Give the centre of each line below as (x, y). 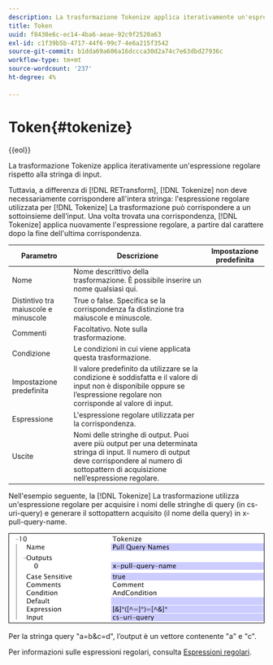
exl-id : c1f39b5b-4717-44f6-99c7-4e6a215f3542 (89, 43)
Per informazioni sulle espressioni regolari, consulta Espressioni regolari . (130, 652)
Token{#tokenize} (71, 127)
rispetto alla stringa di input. (55, 174)
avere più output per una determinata (135, 443)
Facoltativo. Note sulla (110, 329)
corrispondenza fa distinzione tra (129, 308)
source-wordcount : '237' (50, 69)
